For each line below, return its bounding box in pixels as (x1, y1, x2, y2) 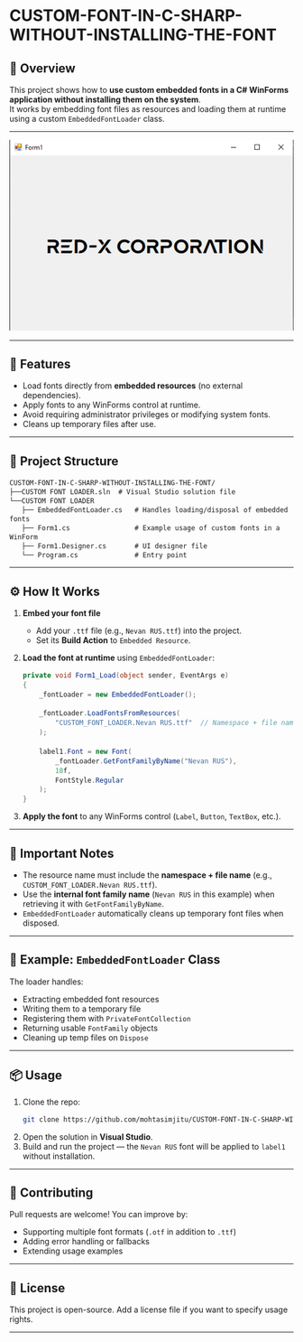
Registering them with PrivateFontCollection (22, 1012, 191, 1023)
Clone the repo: (22, 1096, 81, 1107)
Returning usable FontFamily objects (22, 1022, 159, 1033)
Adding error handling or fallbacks (22, 1236, 151, 1247)
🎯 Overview (9, 61, 76, 76)
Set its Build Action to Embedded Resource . (35, 634, 191, 646)
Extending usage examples (22, 1245, 124, 1256)
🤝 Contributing (9, 1185, 94, 1200)
